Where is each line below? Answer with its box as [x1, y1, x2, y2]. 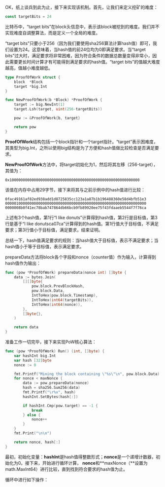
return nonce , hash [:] [14, 440, 61, 445]
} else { [23, 412, 41, 417]
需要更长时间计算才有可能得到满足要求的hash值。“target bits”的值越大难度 [9, 59, 160, 65]
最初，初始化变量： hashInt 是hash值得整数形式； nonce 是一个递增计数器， [5, 453, 156, 460]
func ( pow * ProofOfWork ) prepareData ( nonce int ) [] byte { [5, 270, 127, 275]
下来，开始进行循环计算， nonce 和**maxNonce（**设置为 [29, 460, 148, 466]
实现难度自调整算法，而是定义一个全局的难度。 [5, 30, 100, 36]
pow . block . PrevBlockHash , [31, 284, 85, 289]
